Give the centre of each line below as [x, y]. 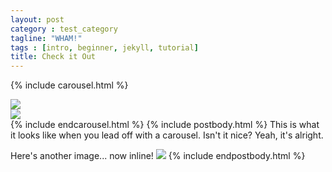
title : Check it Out [53, 57]
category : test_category [64, 29]
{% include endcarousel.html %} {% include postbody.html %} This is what [165, 125]
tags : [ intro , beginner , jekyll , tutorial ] [104, 47]
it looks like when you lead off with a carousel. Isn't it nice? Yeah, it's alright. [167, 135]
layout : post [37, 19]
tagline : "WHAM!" [46, 38]
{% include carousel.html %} [69, 85]
